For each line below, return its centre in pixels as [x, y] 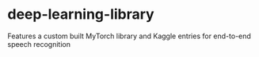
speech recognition [39, 44]
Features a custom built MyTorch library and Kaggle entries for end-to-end [129, 36]
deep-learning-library [81, 14]
